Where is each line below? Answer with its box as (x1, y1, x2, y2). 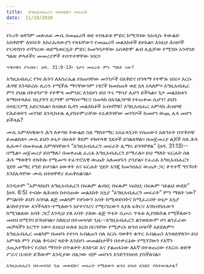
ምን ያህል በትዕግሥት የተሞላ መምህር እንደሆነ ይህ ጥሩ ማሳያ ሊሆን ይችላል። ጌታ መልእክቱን (6, 88, 188, 96)
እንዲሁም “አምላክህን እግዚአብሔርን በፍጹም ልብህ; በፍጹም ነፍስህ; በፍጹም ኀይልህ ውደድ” (6, 181, 190, 189)
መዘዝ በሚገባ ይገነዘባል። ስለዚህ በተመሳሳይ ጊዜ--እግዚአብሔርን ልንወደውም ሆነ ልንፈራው (6, 216, 187, 223)
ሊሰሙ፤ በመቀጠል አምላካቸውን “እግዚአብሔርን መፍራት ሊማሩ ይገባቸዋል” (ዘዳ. (6, 142, 167, 150)
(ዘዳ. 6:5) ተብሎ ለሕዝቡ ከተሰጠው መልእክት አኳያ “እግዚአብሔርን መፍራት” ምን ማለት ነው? (6, 189, 196, 196)
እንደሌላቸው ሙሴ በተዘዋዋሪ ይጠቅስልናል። (6, 169, 91, 177)
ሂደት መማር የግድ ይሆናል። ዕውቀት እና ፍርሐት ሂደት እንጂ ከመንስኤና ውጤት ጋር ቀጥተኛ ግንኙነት (6, 162, 198, 170)
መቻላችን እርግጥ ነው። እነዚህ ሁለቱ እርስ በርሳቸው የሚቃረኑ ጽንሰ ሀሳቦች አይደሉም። (6, 223, 175, 230)
